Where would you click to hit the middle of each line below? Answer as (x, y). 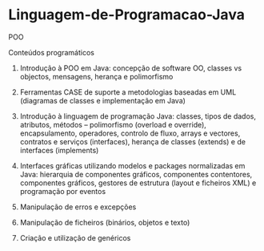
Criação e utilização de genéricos (75, 237)
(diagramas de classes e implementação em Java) (103, 100)
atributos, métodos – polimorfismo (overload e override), (113, 124)
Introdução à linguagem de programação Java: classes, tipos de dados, (138, 116)
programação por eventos (63, 191)
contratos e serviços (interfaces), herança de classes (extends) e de (133, 141)
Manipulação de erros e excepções (78, 207)
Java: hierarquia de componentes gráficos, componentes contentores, (136, 174)
